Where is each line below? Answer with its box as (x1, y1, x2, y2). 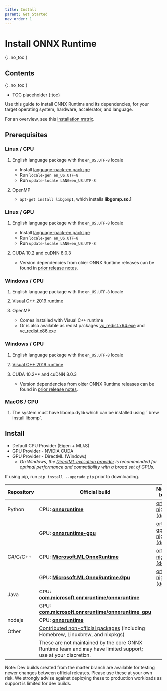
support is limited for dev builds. (5, 680, 71, 686)
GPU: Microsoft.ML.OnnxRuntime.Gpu (39, 574, 130, 581)
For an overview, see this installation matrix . (5, 116, 95, 122)
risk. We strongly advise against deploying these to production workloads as (5, 675, 162, 681)
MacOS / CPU (5, 398, 39, 405)
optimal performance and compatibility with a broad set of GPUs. (19, 464, 155, 470)
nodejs (7, 616, 24, 623)
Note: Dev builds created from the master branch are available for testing (5, 664, 155, 670)
